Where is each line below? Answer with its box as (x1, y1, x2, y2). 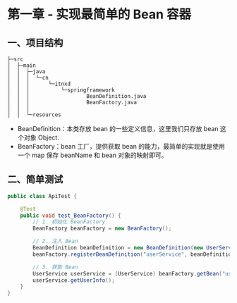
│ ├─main (7, 62, 37, 69)
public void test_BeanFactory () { (20, 212, 121, 219)
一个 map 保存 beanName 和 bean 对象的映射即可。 (17, 151, 168, 159)
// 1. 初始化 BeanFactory (32, 218, 106, 225)
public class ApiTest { (7, 192, 78, 199)
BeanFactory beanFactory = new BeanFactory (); (32, 225, 172, 233)
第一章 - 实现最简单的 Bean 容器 (7, 6, 192, 23)
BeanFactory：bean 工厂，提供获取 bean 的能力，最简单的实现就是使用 (17, 142, 226, 150)
